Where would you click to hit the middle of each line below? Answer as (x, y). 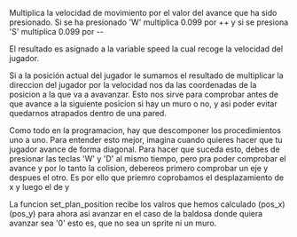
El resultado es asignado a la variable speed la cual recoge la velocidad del (146, 49)
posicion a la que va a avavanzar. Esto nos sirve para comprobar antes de (144, 94)
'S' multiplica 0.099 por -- (57, 32)
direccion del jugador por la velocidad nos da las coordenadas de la (133, 85)
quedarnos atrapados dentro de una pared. (88, 113)
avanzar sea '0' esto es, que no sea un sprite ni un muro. (113, 223)
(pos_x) (272, 204)
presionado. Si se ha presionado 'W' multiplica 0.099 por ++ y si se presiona (149, 22)
